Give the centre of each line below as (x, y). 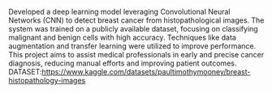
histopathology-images (47, 80)
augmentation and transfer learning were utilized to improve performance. (132, 46)
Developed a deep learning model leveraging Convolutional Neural (119, 12)
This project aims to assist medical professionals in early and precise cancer (136, 55)
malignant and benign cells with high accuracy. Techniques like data (123, 37)
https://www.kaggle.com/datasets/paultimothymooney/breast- (146, 72)
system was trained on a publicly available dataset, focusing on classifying (133, 29)
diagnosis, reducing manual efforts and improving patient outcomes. (123, 63)
